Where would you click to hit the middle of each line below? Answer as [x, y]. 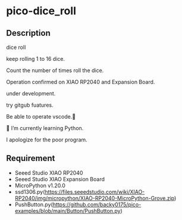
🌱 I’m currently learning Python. [45, 128]
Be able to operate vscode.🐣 [41, 117]
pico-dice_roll [41, 11]
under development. [31, 93]
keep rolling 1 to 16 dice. [36, 59]
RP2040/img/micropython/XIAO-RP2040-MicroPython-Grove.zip [94, 198]
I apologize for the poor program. [47, 140]
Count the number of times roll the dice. [55, 70]
